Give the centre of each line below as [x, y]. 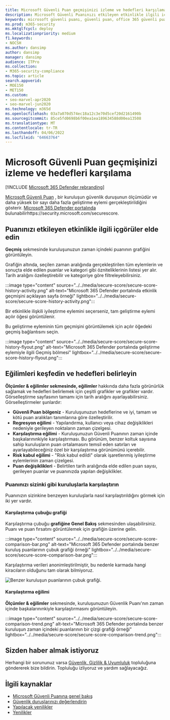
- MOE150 [14, 85]
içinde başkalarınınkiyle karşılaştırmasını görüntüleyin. [61, 608]
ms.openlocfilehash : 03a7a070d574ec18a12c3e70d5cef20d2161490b [73, 114]
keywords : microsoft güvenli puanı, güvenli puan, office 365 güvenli [81, 19]
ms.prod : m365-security [30, 24]
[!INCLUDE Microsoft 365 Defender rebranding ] [55, 187]
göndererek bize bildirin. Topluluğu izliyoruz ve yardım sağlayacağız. [77, 668]
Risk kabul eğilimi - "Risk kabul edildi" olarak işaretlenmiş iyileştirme [84, 455]
